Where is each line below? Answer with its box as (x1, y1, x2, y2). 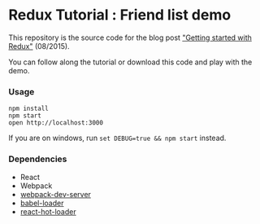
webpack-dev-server (19, 189, 92, 199)
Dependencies (8, 153, 67, 165)
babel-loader (19, 198, 64, 208)
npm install (8, 104, 49, 113)
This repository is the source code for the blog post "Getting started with (8, 33, 252, 42)
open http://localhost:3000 (8, 119, 104, 127)
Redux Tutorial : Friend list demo (8, 6, 232, 24)
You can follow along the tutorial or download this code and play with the (8, 57, 253, 67)
